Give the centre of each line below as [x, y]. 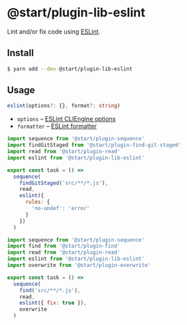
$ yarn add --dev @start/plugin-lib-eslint [70, 69]
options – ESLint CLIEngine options [66, 119]
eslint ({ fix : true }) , [53, 303]
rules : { [38, 202]
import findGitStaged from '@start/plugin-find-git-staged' [95, 145]
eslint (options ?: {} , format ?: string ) [64, 106]
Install [20, 53]
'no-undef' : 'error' [61, 209]
